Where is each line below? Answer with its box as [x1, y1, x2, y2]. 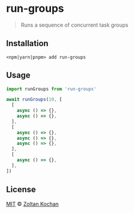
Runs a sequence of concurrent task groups [20, 21, 129, 28]
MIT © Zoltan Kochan [6, 200, 59, 207]
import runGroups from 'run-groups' [6, 86, 97, 92]
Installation [6, 38, 49, 49]
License [6, 185, 36, 195]
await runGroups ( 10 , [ [6, 96, 62, 102]
